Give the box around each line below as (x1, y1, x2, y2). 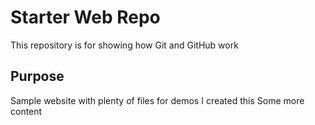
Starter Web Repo (10, 6, 161, 29)
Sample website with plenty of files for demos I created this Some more (10, 94, 305, 106)
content (10, 105, 43, 117)
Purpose (10, 68, 65, 85)
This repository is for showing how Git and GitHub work (10, 39, 239, 51)
